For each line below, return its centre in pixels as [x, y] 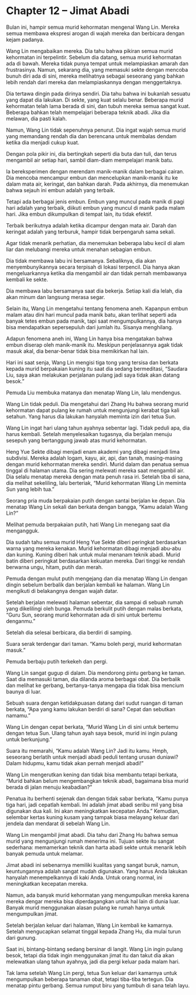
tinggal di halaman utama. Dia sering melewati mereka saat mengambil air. [95, 470]
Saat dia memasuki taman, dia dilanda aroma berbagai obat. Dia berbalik [93, 679]
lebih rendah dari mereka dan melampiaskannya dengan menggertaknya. [94, 82]
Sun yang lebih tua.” [30, 489]
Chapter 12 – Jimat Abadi [68, 11]
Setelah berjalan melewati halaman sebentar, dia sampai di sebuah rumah [94, 602]
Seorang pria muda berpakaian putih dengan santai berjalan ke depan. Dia [96, 500]
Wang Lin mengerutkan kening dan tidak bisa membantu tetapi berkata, [92, 775]
